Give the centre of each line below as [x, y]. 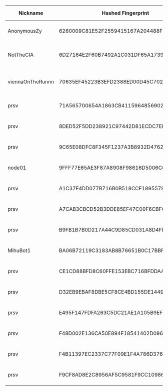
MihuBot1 [19, 250]
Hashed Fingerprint [125, 13]
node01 [17, 168]
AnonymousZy [25, 31]
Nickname [31, 13]
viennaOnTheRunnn [31, 82]
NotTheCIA [21, 55]
